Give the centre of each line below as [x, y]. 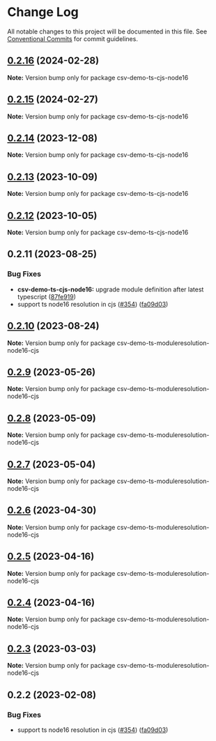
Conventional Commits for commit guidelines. [72, 38]
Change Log [43, 12]
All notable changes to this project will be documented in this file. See [107, 31]
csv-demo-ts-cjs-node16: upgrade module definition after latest [110, 289]
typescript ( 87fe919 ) [47, 296]
